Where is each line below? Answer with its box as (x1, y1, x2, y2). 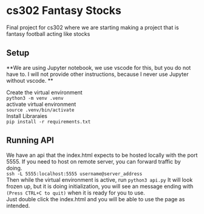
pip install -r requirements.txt (6, 119, 91, 125)
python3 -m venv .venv (6, 95, 64, 101)
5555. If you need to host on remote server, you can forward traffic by (6, 157, 181, 165)
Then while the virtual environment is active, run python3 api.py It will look (6, 176, 193, 183)
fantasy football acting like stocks (6, 30, 90, 37)
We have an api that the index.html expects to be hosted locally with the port (6, 151, 198, 159)
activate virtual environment (6, 100, 76, 108)
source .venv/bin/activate (6, 107, 75, 113)
